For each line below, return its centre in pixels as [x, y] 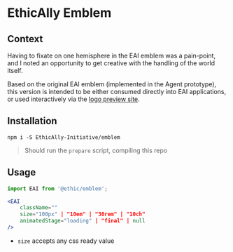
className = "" [39, 208]
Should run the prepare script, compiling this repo [96, 150]
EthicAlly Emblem [59, 13]
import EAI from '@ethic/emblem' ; [58, 188]
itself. [15, 71]
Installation [32, 121]
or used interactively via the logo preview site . [73, 99]
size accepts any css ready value [66, 241]
